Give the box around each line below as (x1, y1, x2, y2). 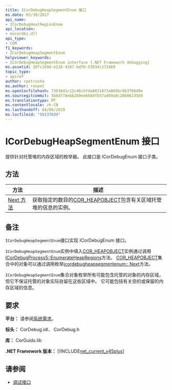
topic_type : (5, 70, 31, 75)
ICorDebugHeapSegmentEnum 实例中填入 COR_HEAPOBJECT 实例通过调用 (5, 248, 152, 255)
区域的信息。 (9, 285, 37, 291)
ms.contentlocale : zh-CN (5, 103, 58, 108)
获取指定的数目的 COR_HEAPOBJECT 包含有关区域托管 (32, 196, 162, 203)
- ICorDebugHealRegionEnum (5, 21, 63, 27)
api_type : (5, 36, 27, 41)
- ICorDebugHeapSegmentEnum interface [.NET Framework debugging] (5, 60, 150, 65)
